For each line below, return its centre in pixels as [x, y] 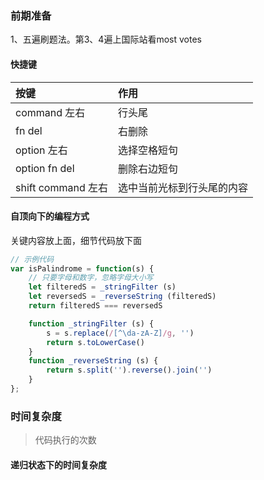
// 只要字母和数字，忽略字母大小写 [91, 278]
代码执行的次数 [65, 440]
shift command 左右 [61, 187]
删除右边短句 [148, 169]
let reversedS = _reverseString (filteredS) [122, 297]
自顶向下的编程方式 [50, 216]
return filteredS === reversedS [95, 306]
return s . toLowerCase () [95, 342]
